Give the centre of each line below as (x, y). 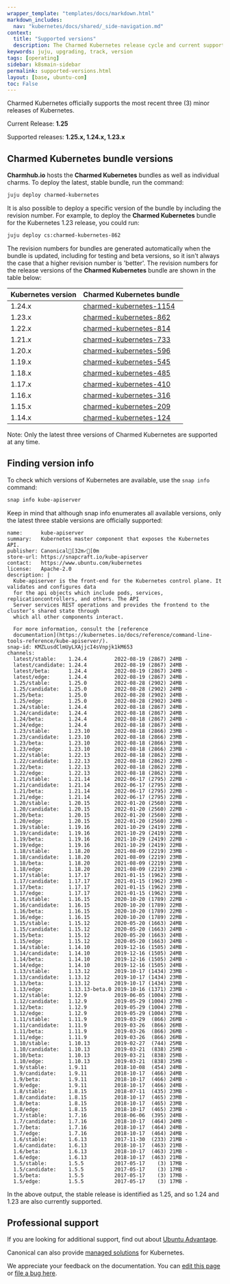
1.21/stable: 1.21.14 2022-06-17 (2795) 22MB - (101, 779)
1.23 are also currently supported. (55, 1201)
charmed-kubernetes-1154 (129, 306)
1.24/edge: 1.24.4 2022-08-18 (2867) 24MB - (101, 725)
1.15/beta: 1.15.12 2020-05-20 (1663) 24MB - (101, 935)
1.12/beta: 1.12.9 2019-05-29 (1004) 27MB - (101, 1007)
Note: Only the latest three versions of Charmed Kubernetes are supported (112, 434)
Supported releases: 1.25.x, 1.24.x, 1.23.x (66, 137)
